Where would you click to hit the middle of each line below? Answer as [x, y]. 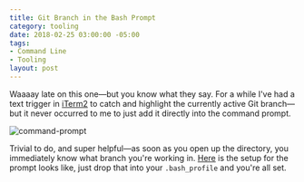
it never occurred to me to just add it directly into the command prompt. [158, 113]
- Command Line [38, 52]
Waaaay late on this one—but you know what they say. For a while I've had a [152, 94]
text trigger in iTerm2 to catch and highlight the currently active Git [134, 103]
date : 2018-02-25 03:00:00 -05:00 [75, 34]
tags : [20, 43]
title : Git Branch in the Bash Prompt [83, 18]
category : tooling [44, 26]
